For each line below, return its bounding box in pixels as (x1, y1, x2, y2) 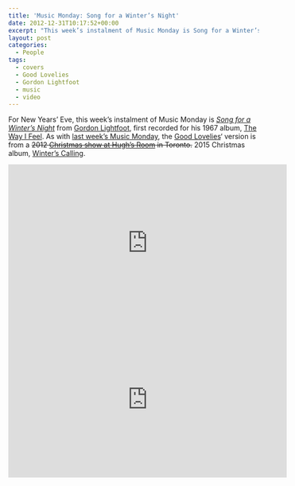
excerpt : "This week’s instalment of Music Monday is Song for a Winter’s (8, 26, 262, 34)
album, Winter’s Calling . (8, 149, 86, 158)
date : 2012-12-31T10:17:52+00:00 (8, 19, 119, 27)
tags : (8, 56, 26, 64)
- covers (15, 64, 45, 72)
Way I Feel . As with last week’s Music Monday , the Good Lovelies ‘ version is (8, 132, 256, 142)
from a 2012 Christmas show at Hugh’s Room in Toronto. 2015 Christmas (8, 140, 246, 150)
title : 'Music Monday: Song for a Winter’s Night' (8, 11, 180, 20)
